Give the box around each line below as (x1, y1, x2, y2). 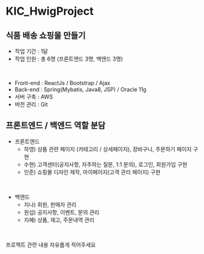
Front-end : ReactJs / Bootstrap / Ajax (14, 80, 111, 86)
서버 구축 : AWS (14, 93, 53, 100)
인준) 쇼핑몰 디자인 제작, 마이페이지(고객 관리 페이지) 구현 (23, 168, 161, 176)
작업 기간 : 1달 (14, 48, 48, 54)
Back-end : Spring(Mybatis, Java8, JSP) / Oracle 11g (14, 86, 146, 93)
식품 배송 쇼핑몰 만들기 (6, 30, 86, 40)
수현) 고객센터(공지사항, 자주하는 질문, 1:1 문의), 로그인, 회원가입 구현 (23, 160, 187, 168)
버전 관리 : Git (14, 101, 48, 108)
